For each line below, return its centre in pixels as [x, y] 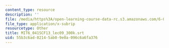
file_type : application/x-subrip [40, 24]
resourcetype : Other [27, 28]
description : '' [22, 14]
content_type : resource [30, 10]
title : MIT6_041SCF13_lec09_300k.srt [45, 33]
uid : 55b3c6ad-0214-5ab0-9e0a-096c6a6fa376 [52, 38]
